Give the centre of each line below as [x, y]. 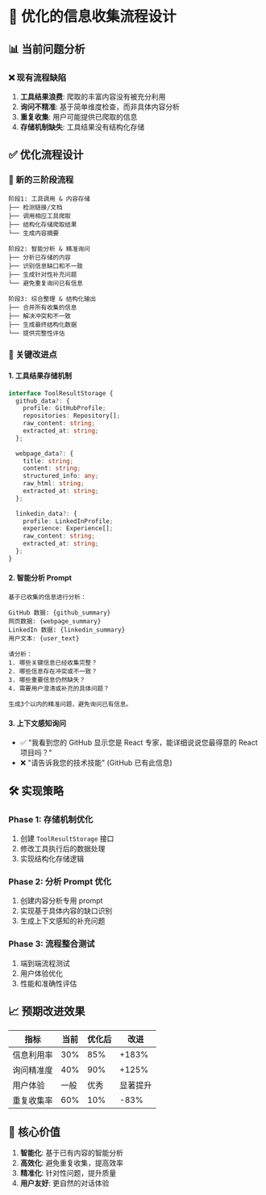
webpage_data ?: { [45, 454]
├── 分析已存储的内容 [39, 257]
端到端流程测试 [45, 963]
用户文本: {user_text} [44, 639]
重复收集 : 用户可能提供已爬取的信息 [79, 116]
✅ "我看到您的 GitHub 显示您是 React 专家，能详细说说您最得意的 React [139, 743]
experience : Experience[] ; [68, 529]
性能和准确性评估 [48, 983]
